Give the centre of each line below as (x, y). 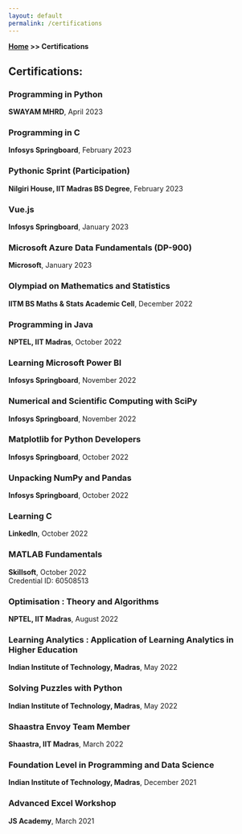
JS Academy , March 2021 (51, 820)
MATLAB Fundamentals (55, 554)
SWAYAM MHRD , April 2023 (55, 112)
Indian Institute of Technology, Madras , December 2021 (103, 783)
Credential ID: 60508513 (49, 581)
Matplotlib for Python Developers (75, 439)
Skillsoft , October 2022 (47, 572)
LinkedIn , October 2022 (48, 534)
